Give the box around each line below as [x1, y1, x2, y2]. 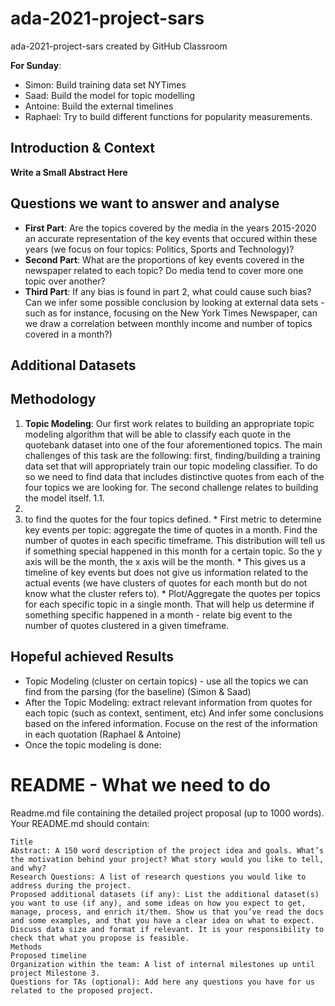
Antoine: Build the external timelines [24, 100, 174, 112]
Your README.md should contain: [10, 817, 150, 829]
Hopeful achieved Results [10, 648, 174, 666]
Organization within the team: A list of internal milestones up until [10, 959, 315, 969]
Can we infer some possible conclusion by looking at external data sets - [24, 296, 325, 308]
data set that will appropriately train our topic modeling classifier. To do [24, 460, 318, 472]
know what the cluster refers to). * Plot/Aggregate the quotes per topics [24, 587, 321, 599]
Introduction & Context [10, 140, 155, 157]
